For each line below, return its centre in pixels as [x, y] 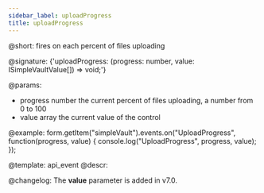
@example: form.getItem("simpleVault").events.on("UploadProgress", [122, 133]
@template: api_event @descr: [58, 164]
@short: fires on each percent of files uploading [87, 45]
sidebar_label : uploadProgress [60, 15]
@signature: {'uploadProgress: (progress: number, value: [101, 61]
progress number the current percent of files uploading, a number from [136, 100]
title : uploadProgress [46, 23]
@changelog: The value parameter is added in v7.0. [93, 180]
